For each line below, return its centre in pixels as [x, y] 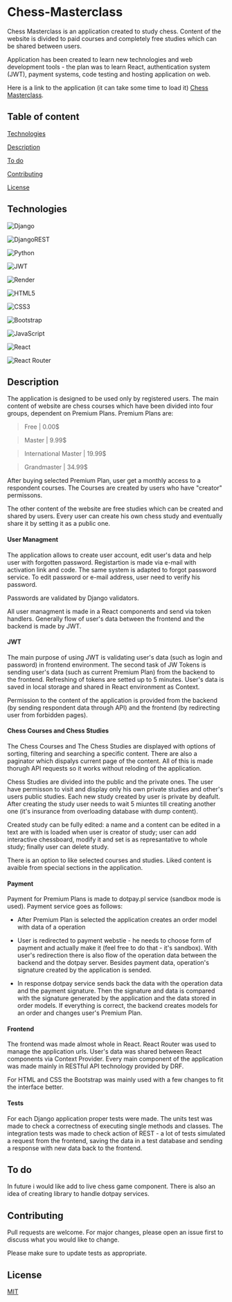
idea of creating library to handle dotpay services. [79, 1194]
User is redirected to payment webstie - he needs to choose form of [114, 941]
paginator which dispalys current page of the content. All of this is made [110, 761]
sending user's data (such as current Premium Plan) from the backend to [111, 672]
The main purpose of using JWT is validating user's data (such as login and [115, 657]
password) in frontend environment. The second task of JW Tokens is [107, 665]
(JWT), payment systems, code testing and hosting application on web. [109, 74]
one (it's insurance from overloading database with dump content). [103, 811]
